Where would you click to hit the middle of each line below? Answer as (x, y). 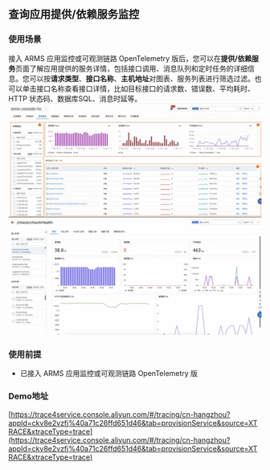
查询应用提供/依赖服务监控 (74, 14)
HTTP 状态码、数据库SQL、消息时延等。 (75, 98)
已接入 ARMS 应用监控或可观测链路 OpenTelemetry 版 (109, 374)
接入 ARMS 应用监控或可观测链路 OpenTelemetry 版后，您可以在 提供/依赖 (130, 58)
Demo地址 (29, 396)
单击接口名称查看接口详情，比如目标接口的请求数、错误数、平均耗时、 (138, 88)
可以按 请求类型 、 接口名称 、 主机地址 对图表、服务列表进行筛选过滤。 (142, 78)
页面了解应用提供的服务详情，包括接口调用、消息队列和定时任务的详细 (131, 68)
